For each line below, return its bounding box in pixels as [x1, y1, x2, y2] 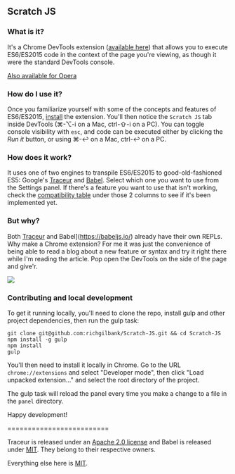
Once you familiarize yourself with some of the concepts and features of [7, 105, 217, 113]
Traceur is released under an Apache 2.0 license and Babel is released [7, 437, 212, 446]
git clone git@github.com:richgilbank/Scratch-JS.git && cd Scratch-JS [7, 330, 221, 337]
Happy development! [7, 410, 68, 418]
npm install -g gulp [7, 336, 68, 343]
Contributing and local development [7, 292, 133, 302]
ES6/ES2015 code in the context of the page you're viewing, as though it [7, 50, 217, 58]
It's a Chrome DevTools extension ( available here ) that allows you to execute [7, 42, 228, 51]
